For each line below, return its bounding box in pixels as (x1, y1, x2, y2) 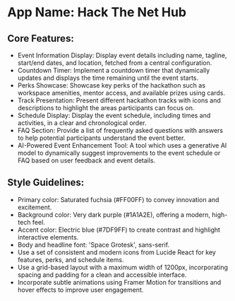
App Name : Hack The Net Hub (7, 4, 187, 20)
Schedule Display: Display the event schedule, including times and (17, 111, 211, 119)
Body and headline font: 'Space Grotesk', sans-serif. (17, 240, 170, 249)
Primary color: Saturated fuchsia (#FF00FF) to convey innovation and (17, 195, 219, 203)
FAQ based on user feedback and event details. (17, 156, 156, 165)
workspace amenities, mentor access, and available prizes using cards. (17, 89, 226, 97)
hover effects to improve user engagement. (17, 285, 144, 294)
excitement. (17, 203, 52, 211)
